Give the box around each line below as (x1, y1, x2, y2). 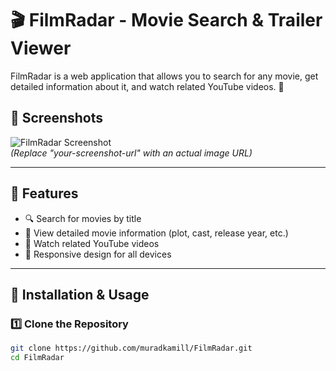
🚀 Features (10, 185, 79, 202)
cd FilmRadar (10, 353, 65, 363)
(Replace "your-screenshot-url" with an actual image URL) (10, 147, 253, 159)
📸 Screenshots (10, 110, 104, 127)
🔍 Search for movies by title (24, 212, 142, 224)
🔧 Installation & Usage (10, 286, 150, 303)
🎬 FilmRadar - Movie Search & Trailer (10, 9, 323, 32)
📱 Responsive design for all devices (24, 248, 172, 260)
